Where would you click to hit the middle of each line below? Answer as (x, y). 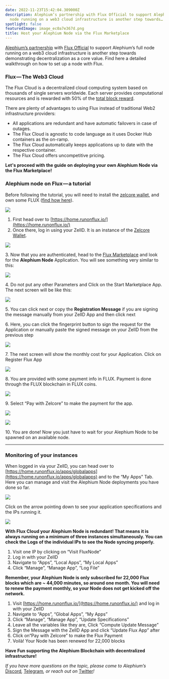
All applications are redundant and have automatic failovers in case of (85, 124)
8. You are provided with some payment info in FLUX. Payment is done (78, 379)
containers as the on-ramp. (41, 140)
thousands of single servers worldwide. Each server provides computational (84, 93)
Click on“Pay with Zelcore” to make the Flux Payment (67, 635)
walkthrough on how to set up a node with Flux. (55, 64)
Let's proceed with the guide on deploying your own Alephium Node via (81, 165)
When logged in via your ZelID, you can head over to (60, 466)
